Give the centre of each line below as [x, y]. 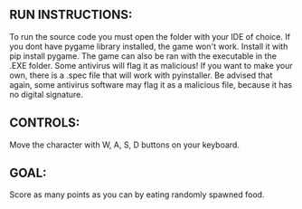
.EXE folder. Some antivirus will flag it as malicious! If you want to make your [151, 65]
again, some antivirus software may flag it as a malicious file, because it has [151, 84]
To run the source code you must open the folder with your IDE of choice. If [150, 36]
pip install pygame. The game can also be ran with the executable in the [143, 56]
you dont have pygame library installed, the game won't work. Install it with [149, 46]
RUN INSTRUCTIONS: [71, 15]
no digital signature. [46, 94]
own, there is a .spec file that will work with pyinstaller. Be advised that [141, 75]
